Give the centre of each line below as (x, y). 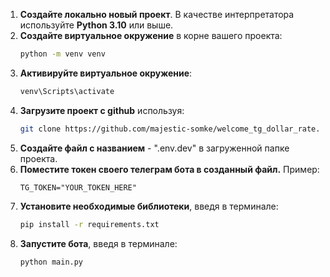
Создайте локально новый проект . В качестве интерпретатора (157, 14)
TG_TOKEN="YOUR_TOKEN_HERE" (78, 187)
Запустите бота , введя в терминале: (98, 243)
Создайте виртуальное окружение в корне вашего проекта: (151, 35)
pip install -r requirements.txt (89, 224)
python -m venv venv (62, 54)
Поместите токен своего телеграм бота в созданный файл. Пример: (169, 169)
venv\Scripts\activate (67, 91)
